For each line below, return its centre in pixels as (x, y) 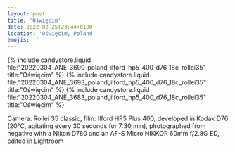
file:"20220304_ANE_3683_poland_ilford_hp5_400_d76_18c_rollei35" (107, 97)
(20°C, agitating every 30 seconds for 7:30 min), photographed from (107, 126)
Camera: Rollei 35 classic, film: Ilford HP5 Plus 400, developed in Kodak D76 (118, 119)
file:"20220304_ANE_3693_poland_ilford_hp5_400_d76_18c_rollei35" (107, 82)
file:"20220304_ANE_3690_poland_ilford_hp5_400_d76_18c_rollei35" (107, 68)
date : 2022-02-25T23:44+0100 (50, 27)
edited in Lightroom (36, 141)
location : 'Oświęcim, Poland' (52, 33)
